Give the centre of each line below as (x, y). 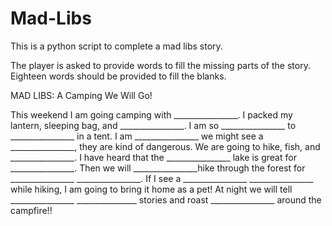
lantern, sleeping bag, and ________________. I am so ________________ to (153, 125)
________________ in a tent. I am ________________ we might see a (137, 136)
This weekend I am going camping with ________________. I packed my (151, 114)
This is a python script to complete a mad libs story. (116, 46)
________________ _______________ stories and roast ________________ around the (166, 199)
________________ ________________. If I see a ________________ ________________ (162, 178)
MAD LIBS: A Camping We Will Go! (81, 95)
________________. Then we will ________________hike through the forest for (158, 168)
